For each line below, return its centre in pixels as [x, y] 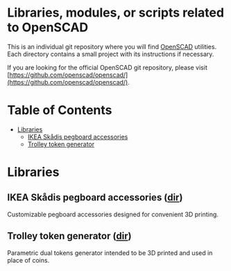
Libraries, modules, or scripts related [115, 13]
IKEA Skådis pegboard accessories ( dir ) [95, 198]
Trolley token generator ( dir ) [69, 236]
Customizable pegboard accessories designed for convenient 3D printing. [113, 214]
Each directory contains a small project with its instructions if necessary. [111, 54]
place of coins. [28, 260]
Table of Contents [60, 111]
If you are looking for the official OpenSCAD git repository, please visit [108, 67]
